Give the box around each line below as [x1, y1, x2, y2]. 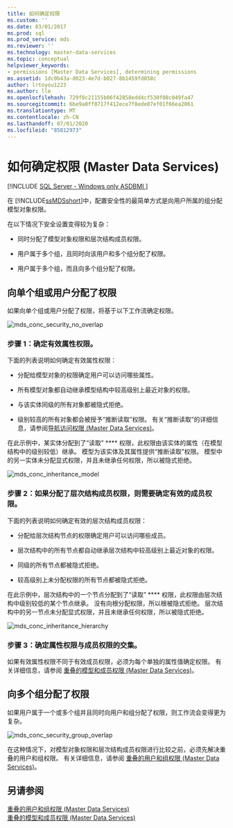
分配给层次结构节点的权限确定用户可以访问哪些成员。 [17, 531, 170, 539]
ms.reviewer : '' [7, 42, 54, 49]
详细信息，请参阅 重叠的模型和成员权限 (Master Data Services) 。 [12, 666, 198, 675]
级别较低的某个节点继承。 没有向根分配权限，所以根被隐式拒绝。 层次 [19, 599, 217, 607]
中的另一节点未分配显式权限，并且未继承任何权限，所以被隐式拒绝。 [12, 607, 208, 616]
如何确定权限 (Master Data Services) [7, 159, 220, 175]
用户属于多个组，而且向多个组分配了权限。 [17, 264, 139, 273]
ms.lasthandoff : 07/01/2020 [7, 120, 89, 127]
